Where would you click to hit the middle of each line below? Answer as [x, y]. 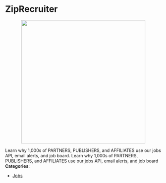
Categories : [18, 166]
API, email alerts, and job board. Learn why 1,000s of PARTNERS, [71, 155]
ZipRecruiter [31, 9]
